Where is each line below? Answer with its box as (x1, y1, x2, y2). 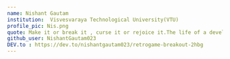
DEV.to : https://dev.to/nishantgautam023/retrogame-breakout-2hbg (7, 41, 204, 48)
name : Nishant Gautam (7, 9, 69, 17)
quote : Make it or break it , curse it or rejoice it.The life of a (7, 28, 207, 36)
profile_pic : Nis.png (7, 22, 69, 29)
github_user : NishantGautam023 (7, 35, 97, 42)
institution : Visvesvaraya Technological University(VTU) (7, 16, 179, 23)
